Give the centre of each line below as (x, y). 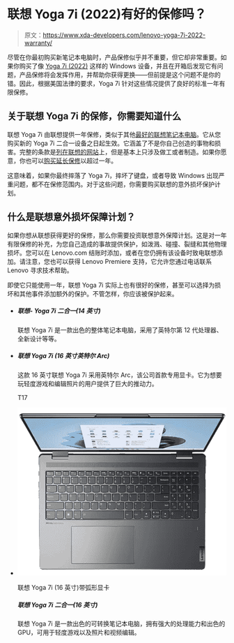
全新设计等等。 (39, 339)
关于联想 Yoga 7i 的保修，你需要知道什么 (94, 116)
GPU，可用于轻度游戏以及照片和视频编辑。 (79, 633)
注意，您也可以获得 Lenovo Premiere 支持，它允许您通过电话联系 (119, 261)
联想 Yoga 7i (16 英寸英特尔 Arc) (63, 356)
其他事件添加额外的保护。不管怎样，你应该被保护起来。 (99, 293)
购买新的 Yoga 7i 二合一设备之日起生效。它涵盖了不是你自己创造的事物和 (111, 143)
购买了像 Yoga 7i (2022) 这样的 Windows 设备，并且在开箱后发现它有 (118, 66)
